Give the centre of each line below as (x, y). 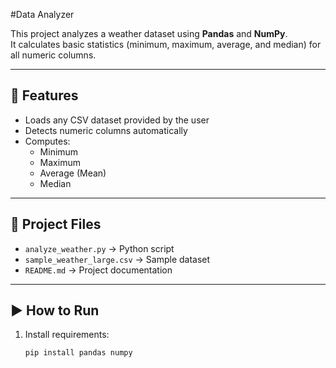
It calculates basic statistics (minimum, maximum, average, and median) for (166, 44)
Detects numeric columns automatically (106, 130)
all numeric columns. (53, 55)
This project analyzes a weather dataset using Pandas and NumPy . (149, 33)
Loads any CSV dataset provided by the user (117, 120)
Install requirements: (67, 335)
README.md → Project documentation (98, 270)
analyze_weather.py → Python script (99, 248)
